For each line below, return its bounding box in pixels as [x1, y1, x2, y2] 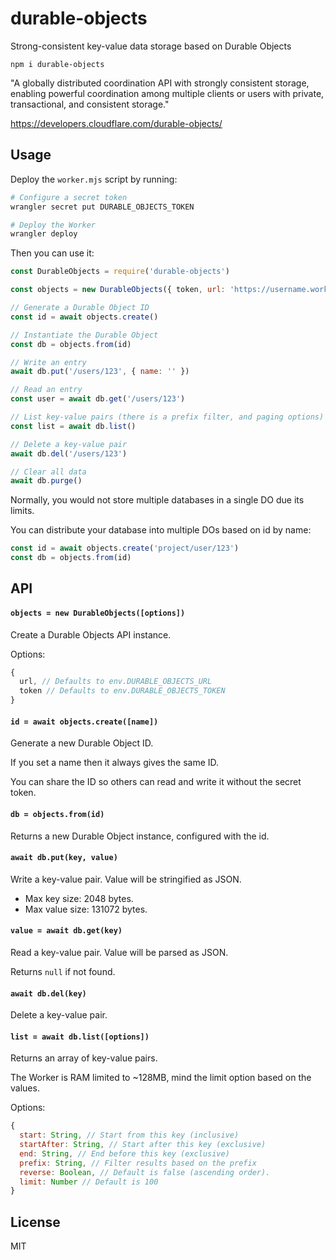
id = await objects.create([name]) [10, 717, 159, 727]
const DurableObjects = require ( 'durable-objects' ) [10, 267, 230, 277]
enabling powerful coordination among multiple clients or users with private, [10, 87, 325, 99]
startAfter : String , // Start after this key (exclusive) [19, 1140, 267, 1150]
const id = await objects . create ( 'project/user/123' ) [10, 543, 240, 554]
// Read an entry [10, 385, 83, 395]
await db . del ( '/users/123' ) [10, 448, 128, 459]
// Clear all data [10, 467, 87, 477]
